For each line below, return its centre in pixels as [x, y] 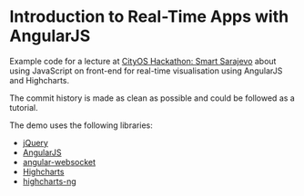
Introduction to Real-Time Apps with [149, 17]
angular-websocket [59, 162]
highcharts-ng [50, 181]
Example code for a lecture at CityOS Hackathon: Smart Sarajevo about [143, 61]
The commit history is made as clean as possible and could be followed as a [152, 98]
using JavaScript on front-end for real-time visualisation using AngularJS [146, 71]
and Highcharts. [40, 80]
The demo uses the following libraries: [81, 125]
